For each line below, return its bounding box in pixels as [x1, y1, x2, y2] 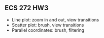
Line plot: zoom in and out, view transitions [11, 17, 99, 22]
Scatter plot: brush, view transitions [11, 22, 84, 28]
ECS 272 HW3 [4, 4, 49, 12]
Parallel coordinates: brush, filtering [11, 27, 85, 33]
